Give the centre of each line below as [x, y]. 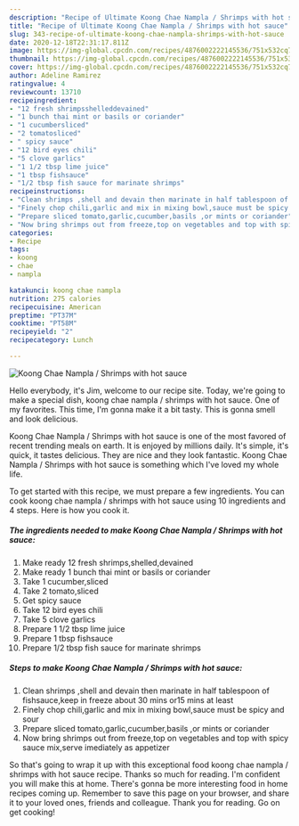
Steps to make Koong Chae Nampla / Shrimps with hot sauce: [126, 668]
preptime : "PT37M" [43, 315]
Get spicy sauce [52, 600]
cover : [21, 68]
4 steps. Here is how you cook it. [69, 510]
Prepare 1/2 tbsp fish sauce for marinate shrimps [112, 648]
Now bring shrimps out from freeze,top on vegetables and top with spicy [155, 738]
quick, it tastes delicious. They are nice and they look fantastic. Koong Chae [148, 454]
